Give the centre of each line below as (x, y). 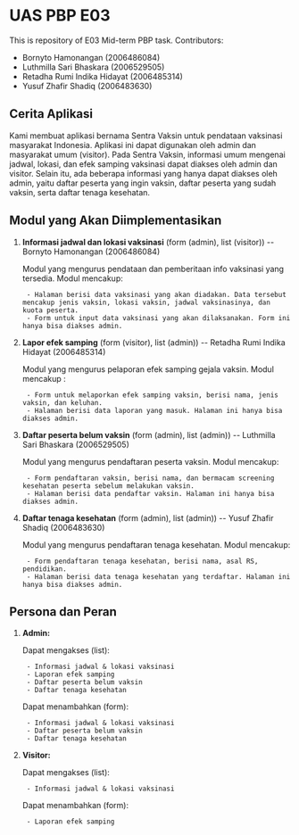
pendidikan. (44, 569)
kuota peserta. (50, 310)
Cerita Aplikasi (51, 114)
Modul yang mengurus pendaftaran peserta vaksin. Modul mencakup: (150, 461)
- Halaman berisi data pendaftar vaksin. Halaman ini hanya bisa (150, 493)
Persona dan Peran (63, 612)
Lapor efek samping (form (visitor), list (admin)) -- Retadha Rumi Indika (154, 342)
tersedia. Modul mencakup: (72, 278)
